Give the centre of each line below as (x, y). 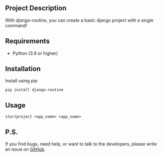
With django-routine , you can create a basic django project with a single (79, 20)
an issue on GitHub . (25, 150)
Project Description (36, 8)
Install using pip (21, 81)
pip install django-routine (34, 90)
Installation (23, 69)
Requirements (27, 41)
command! (16, 25)
